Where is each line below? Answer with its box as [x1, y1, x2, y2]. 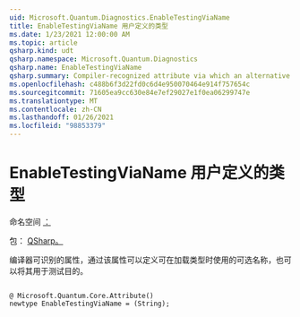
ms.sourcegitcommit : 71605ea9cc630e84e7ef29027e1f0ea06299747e [9, 88, 251, 97]
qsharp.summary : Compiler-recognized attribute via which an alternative [9, 72, 291, 81]
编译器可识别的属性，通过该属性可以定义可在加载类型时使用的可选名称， [9, 254, 276, 265]
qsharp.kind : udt [9, 47, 74, 56]
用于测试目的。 [32, 265, 88, 276]
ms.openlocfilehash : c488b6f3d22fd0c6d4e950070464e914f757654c [9, 80, 251, 89]
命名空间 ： [9, 216, 51, 227]
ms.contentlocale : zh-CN [9, 105, 102, 114]
